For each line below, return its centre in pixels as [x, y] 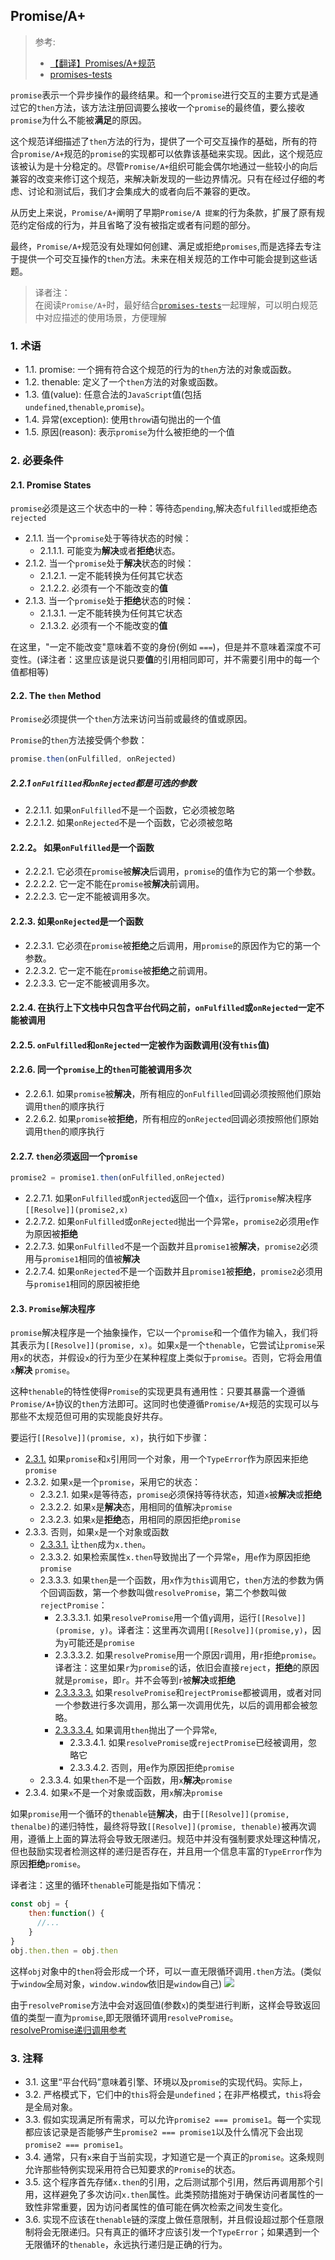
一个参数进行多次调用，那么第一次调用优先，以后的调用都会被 [182, 1705]
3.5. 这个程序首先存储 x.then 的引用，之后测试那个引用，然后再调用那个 [169, 2181]
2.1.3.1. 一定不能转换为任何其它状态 [111, 613]
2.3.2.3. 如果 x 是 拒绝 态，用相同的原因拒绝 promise [140, 1520]
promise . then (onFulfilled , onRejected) [93, 759]
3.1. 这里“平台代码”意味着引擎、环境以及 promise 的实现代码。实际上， [166, 2081]
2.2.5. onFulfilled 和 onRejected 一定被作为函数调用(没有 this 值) [140, 1045]
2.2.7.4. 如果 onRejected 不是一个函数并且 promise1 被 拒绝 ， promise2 [160, 1271]
